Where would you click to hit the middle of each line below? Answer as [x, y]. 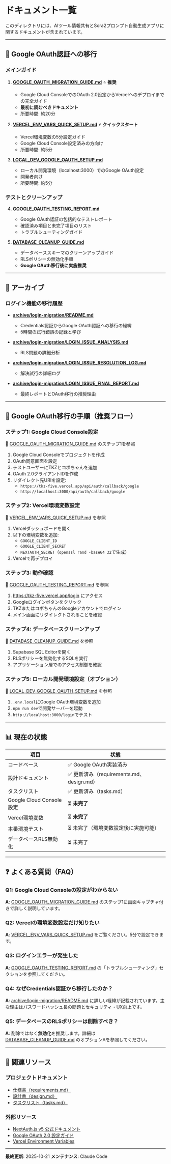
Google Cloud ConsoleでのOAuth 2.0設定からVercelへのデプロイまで [92, 94]
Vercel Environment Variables [44, 1141]
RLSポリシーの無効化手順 [47, 259]
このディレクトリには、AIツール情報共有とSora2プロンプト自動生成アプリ [83, 25]
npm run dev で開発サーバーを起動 [48, 708]
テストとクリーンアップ [34, 197]
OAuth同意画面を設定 [35, 461]
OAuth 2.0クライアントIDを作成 [46, 474]
